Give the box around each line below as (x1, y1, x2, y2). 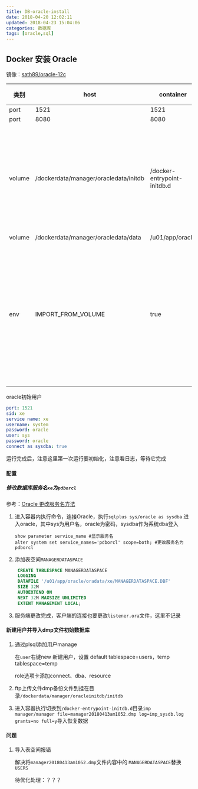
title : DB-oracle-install (6, 8, 70, 15)
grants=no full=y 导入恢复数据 (14, 717, 88, 724)
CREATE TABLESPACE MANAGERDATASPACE (17, 567, 108, 573)
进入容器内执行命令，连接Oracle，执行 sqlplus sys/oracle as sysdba (14, 512, 183, 520)
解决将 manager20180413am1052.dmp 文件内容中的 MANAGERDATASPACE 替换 (14, 759, 181, 766)
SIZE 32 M (17, 584, 39, 590)
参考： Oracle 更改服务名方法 (6, 500, 75, 507)
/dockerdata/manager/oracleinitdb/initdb (19, 693, 123, 699)
